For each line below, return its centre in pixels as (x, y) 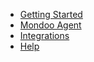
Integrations (44, 35)
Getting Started (51, 14)
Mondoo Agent (50, 25)
